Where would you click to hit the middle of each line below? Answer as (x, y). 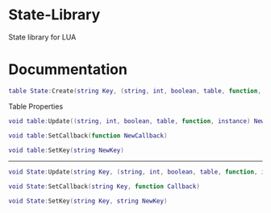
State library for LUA (42, 37)
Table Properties (36, 106)
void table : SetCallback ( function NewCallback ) (88, 135)
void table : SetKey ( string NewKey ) (67, 150)
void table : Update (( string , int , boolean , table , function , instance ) (129, 121)
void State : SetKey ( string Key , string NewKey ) (88, 201)
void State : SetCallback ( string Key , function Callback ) (104, 186)
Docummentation (68, 70)
